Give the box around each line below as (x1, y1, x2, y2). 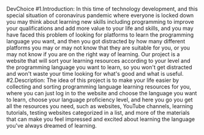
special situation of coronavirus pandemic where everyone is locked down (6, 12, 194, 19)
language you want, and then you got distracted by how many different (6, 38, 186, 45)
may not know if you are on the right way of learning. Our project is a (6, 51, 180, 57)
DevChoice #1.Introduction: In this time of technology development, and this (6, 5, 198, 12)
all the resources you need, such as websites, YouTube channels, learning (6, 103, 193, 109)
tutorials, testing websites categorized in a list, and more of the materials (6, 109, 190, 116)
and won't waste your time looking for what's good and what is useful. (6, 70, 184, 77)
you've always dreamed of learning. (6, 122, 97, 129)
